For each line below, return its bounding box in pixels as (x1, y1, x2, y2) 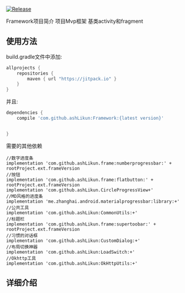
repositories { (16, 70, 54, 76)
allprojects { (6, 65, 41, 70)
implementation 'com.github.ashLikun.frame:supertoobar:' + (6, 221, 157, 227)
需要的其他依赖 (6, 142, 42, 149)
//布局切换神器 (6, 244, 38, 250)
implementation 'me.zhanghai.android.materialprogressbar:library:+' (6, 198, 180, 204)
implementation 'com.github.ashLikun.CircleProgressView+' (6, 187, 154, 193)
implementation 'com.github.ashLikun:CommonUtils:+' (6, 210, 138, 215)
